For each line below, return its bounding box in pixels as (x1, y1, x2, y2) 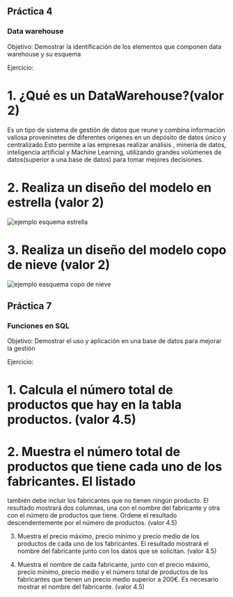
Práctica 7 (7, 300, 52, 312)
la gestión (7, 345, 35, 353)
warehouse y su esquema (7, 50, 81, 58)
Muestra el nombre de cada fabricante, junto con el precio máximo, (17, 561, 211, 569)
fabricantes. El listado (7, 474, 136, 489)
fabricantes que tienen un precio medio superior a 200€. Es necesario (17, 575, 219, 584)
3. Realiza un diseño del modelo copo (7, 242, 227, 257)
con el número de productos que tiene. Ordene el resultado (7, 511, 177, 520)
